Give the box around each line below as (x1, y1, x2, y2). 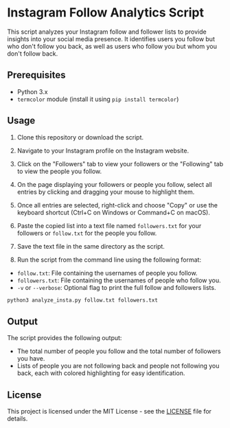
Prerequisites (7, 69, 66, 81)
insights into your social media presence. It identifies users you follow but (7, 34, 215, 43)
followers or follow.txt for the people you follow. (16, 229, 157, 237)
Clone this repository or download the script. (16, 133, 144, 142)
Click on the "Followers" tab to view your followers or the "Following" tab (16, 159, 224, 168)
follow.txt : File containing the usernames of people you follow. (16, 269, 198, 277)
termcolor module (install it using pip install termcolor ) (16, 95, 179, 103)
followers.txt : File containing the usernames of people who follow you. (16, 276, 221, 284)
